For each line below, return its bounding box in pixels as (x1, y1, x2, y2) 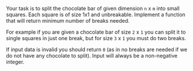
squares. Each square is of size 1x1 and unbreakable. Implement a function (6, 11, 186, 18)
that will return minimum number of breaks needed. (6, 17, 130, 24)
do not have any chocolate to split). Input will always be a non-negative (6, 52, 178, 59)
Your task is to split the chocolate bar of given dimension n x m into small (6, 5, 180, 12)
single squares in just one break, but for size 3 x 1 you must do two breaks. (6, 35, 186, 41)
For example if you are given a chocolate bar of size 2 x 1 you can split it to (6, 29, 186, 35)
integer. (6, 58, 25, 65)
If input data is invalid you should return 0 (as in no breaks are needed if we (6, 46, 188, 53)
